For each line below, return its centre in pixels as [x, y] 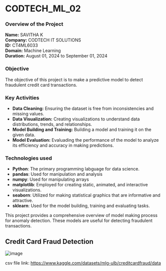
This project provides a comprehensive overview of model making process [81, 216]
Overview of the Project [34, 24]
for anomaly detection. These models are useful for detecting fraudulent [79, 220]
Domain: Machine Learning [33, 51]
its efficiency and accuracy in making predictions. [63, 145]
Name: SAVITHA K [24, 35]
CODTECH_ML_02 [43, 9]
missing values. [28, 114]
